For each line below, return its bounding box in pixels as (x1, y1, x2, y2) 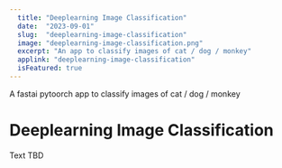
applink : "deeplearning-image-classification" (17, 55, 196, 64)
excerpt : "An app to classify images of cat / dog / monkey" (17, 47, 252, 56)
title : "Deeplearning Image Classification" (17, 13, 187, 23)
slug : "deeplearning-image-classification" (17, 30, 187, 39)
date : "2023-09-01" (17, 22, 95, 31)
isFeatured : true (17, 64, 83, 73)
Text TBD (9, 150, 44, 161)
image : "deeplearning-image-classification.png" (17, 38, 204, 48)
